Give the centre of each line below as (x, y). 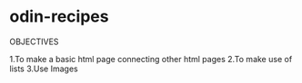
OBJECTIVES (34, 41)
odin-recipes (59, 17)
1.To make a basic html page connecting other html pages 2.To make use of (151, 59)
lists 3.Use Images (44, 69)
